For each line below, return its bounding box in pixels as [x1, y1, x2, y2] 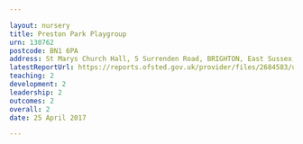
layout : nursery [9, 21, 70, 30]
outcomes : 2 [9, 96, 54, 105]
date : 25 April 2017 [9, 113, 87, 122]
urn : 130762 [9, 38, 54, 47]
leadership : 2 [9, 87, 63, 97]
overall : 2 [9, 104, 50, 113]
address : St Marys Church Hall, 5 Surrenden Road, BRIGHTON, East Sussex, [9, 55, 297, 64]
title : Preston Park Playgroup [9, 29, 127, 39]
